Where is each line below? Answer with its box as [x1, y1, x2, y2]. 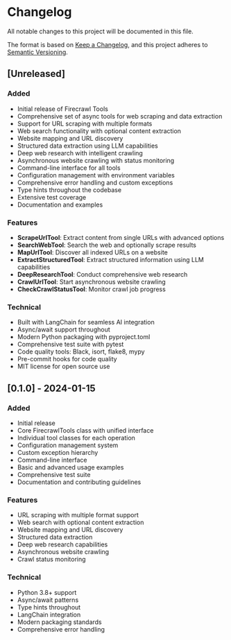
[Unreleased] [7, 68, 66, 80]
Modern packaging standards [17, 618, 102, 626]
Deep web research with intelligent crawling [17, 148, 144, 157]
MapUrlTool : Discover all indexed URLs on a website [17, 248, 168, 257]
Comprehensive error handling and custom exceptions [17, 178, 173, 187]
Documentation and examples [17, 200, 103, 209]
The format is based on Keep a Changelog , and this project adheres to [7, 40, 208, 49]
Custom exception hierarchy [17, 448, 99, 456]
